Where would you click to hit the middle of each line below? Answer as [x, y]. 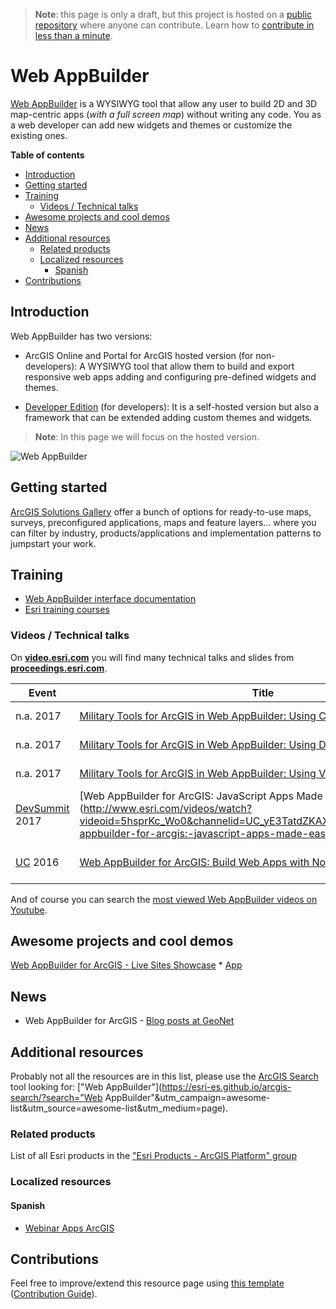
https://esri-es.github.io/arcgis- [226, 1087]
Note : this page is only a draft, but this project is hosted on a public [173, 14]
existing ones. [39, 135]
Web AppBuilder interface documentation [110, 599]
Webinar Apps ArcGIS [69, 1228]
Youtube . [29, 910]
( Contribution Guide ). [54, 1294]
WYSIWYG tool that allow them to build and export [191, 366]
